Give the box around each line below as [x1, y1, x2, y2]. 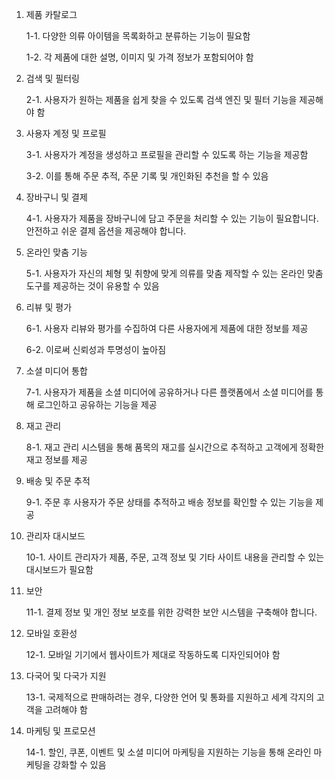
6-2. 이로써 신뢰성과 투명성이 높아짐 [25, 344, 167, 355]
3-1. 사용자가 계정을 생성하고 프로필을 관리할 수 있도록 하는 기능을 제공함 [25, 149, 309, 160]
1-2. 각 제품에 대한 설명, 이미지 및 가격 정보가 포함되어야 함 [25, 51, 254, 63]
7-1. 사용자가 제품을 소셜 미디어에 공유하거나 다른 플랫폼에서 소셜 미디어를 [25, 386, 314, 398]
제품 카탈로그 [25, 9, 78, 20]
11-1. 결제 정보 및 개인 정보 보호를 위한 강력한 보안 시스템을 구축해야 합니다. [25, 606, 318, 618]
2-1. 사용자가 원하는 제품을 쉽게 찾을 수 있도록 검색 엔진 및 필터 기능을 [25, 94, 298, 105]
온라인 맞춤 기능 [25, 246, 88, 258]
